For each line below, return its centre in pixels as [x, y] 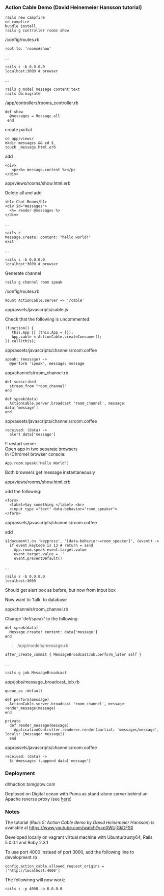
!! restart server [21, 444]
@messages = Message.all [35, 116]
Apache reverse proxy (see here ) [39, 799]
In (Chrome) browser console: [35, 454]
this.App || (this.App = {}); [42, 333]
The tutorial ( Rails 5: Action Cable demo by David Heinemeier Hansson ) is [80, 822]
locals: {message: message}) [35, 734]
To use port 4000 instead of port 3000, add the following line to [69, 852]
